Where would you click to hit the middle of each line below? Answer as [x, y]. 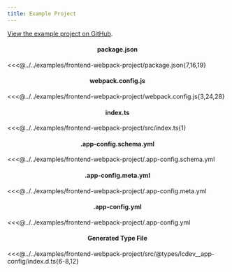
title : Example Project [42, 14]
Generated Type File [117, 239]
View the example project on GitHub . [60, 33]
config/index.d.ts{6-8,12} [43, 262]
